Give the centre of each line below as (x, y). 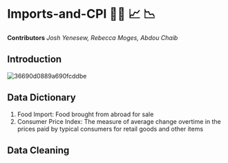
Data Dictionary (41, 98)
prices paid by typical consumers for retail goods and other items (110, 129)
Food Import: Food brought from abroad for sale (85, 114)
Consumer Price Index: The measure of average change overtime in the (119, 121)
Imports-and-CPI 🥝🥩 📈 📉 (82, 14)
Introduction (35, 59)
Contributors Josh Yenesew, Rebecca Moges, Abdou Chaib (93, 37)
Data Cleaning (38, 150)
